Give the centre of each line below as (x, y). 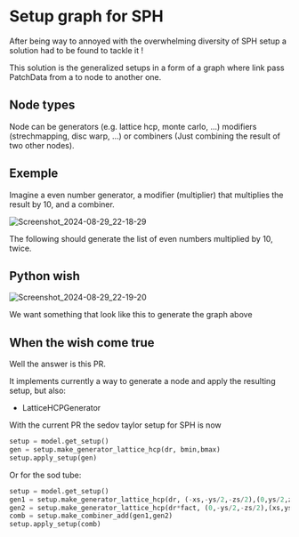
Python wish (44, 276)
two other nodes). (42, 145)
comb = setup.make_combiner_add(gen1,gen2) (91, 516)
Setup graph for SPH (86, 16)
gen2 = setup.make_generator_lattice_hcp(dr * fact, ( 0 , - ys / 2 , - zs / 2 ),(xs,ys (151, 508)
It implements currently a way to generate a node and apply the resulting (142, 381)
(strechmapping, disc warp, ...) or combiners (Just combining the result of (145, 136)
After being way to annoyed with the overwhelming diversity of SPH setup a (148, 41)
